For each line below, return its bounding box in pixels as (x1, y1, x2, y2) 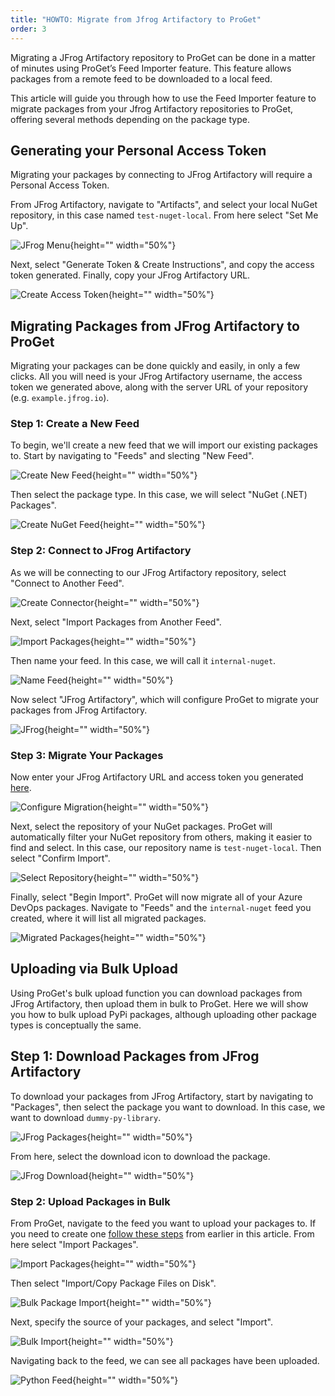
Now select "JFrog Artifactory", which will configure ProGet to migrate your (10, 693, 320, 705)
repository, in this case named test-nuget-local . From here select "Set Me (10, 209, 319, 221)
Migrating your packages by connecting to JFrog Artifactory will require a (10, 169, 313, 181)
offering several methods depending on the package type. (10, 113, 250, 125)
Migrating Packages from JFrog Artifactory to (10, 317, 300, 335)
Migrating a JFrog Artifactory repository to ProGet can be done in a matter (10, 51, 316, 63)
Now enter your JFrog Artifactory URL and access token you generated (10, 771, 304, 783)
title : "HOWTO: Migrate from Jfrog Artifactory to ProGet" (10, 14, 262, 25)
